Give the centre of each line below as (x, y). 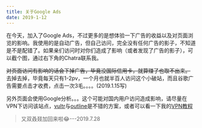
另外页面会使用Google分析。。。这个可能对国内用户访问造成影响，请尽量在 (97, 98)
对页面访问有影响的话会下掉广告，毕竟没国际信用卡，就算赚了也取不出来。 (98, 70)
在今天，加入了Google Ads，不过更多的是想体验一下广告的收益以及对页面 (97, 35)
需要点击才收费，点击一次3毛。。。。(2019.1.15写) (69, 85)
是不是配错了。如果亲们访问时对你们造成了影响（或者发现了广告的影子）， (97, 50)
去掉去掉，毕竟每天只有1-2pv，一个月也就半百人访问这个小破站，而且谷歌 (97, 78)
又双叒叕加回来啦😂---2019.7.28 (60, 118)
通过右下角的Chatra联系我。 (67, 58)
